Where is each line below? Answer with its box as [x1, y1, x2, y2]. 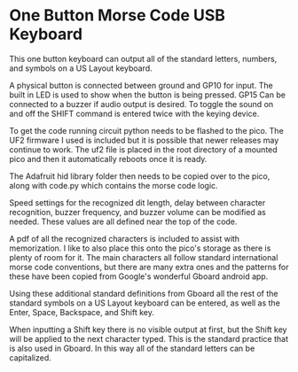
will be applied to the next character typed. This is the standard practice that [9, 333, 288, 344]
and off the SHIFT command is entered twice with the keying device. [9, 108, 260, 119]
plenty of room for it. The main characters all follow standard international [9, 252, 278, 262]
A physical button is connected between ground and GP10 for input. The [9, 80, 273, 90]
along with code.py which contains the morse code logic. [9, 180, 219, 190]
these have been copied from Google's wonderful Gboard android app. [9, 271, 269, 282]
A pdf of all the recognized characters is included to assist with [9, 233, 240, 244]
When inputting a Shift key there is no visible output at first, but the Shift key [9, 324, 287, 335]
